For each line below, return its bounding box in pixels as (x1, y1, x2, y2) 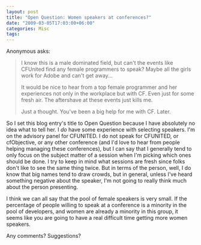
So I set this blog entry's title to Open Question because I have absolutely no (6, 119, 196, 127)
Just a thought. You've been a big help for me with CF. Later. (20, 108, 171, 115)
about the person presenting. (6, 184, 79, 191)
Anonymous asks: (6, 47, 50, 55)
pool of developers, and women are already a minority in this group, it (6, 208, 178, 215)
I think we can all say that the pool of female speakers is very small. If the (6, 195, 187, 202)
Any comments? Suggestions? (6, 232, 81, 240)
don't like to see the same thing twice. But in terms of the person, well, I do (6, 165, 191, 172)
